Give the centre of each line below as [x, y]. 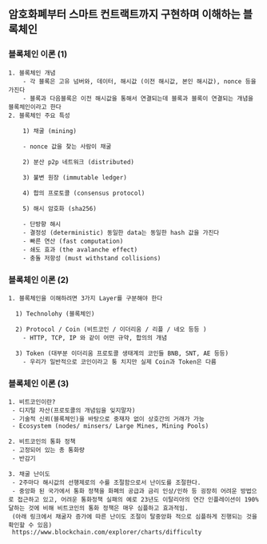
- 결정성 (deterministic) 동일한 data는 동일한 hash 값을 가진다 [121, 232]
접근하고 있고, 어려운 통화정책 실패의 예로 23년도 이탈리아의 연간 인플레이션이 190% [138, 500]
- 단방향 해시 [42, 224]
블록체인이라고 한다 [35, 107]
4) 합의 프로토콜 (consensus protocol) [84, 193]
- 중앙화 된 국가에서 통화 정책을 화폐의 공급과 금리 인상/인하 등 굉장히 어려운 [124, 491]
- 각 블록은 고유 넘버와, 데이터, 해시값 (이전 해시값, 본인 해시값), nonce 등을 [139, 81]
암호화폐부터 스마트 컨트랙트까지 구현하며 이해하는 [125, 14]
